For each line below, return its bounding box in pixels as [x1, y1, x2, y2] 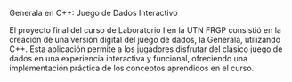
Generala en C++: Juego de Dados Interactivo [9, 8, 178, 18]
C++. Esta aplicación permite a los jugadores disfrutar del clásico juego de [9, 44, 283, 54]
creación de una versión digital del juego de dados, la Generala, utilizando [9, 35, 281, 45]
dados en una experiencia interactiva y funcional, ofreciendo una [9, 53, 247, 63]
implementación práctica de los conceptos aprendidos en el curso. [9, 62, 255, 73]
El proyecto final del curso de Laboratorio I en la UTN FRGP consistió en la [9, 25, 282, 35]
